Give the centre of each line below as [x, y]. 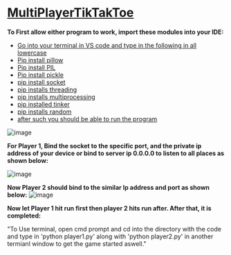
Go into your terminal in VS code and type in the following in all [107, 45]
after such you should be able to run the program [87, 118]
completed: [24, 216]
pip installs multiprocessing [56, 97]
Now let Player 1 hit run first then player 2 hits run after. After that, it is [110, 208]
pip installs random [44, 112]
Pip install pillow [40, 60]
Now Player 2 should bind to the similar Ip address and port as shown [108, 187]
